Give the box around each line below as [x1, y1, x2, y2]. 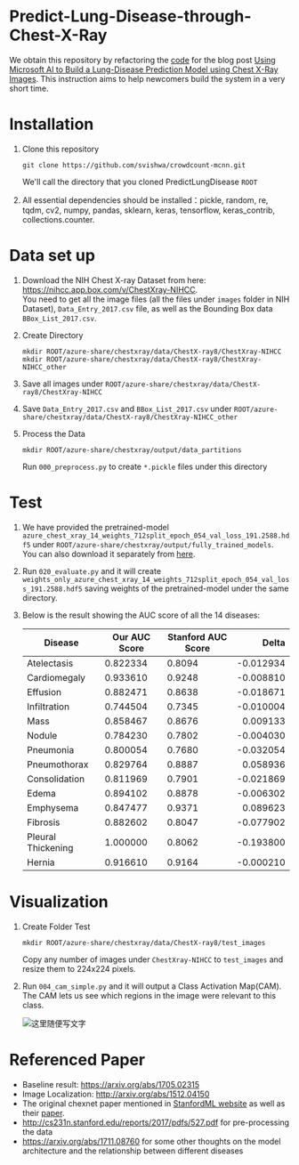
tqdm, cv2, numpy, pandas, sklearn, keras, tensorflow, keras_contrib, [21, 205, 276, 215]
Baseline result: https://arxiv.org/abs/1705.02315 [21, 1079, 200, 1089]
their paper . [21, 1107, 65, 1118]
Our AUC [112, 630, 151, 643]
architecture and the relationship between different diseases [21, 1145, 244, 1156]
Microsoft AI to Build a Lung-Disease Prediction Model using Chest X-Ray [9, 64, 279, 75]
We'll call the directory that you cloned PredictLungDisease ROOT [21, 176, 258, 187]
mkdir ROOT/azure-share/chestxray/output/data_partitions [21, 445, 242, 455]
